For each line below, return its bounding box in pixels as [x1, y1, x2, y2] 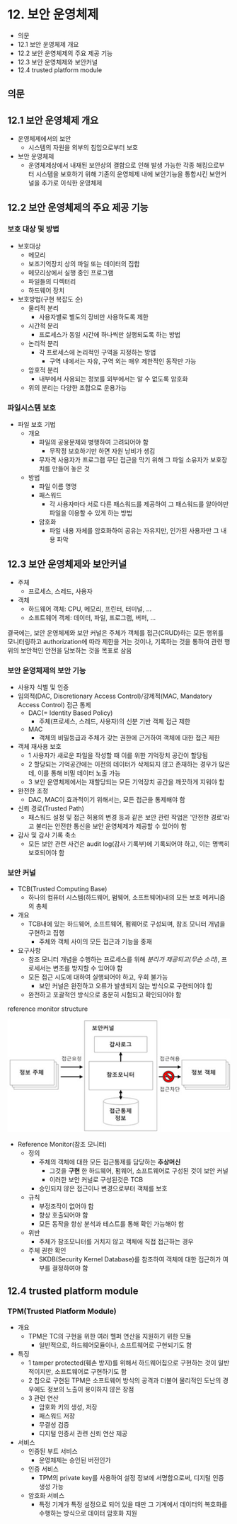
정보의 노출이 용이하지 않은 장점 [47, 1385, 134, 1394]
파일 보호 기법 [17, 420, 56, 429]
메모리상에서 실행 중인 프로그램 [28, 268, 114, 277]
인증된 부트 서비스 [28, 1447, 78, 1455]
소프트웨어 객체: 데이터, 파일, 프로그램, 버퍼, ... [28, 613, 156, 621]
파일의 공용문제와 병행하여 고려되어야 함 [38, 438, 149, 447]
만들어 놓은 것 [52, 464, 91, 473]
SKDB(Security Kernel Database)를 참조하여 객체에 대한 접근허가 [38, 1255, 221, 1264]
